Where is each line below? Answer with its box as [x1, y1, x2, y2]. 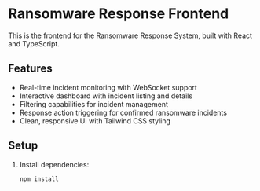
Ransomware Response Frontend [8, 5, 229, 23]
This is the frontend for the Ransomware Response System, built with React [8, 31, 253, 40]
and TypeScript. [8, 39, 60, 48]
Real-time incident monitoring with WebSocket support [19, 83, 198, 92]
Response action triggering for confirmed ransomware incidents [19, 108, 228, 117]
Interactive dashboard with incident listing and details [19, 91, 193, 101]
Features [8, 62, 53, 75]
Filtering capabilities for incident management [19, 99, 169, 108]
